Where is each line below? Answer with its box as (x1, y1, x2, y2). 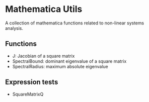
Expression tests (5, 78, 58, 87)
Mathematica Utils (5, 3, 82, 15)
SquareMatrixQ (12, 91, 44, 97)
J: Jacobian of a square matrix (12, 53, 75, 59)
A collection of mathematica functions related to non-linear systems (5, 20, 144, 26)
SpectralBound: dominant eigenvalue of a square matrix (12, 58, 127, 64)
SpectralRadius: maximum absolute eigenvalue (12, 63, 108, 69)
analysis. (5, 25, 23, 31)
